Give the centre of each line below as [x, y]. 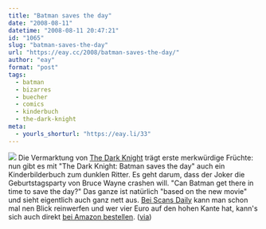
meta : [17, 126]
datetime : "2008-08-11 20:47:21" [64, 30]
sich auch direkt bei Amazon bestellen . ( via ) [80, 216]
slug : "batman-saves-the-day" [59, 45]
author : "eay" [32, 60]
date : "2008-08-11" [41, 23]
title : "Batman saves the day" [60, 16]
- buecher [31, 97]
